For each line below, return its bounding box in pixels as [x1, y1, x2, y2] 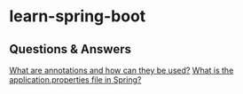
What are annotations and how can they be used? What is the [9, 65, 234, 75]
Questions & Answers [9, 42, 131, 57]
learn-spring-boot [9, 6, 146, 27]
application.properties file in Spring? [9, 74, 142, 85]
